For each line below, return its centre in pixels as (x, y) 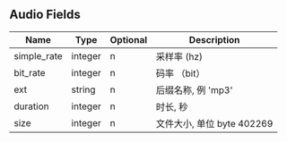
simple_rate (38, 55)
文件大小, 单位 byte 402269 (214, 123)
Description (214, 39)
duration (31, 106)
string (83, 89)
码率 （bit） (180, 73)
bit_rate (30, 72)
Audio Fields (45, 15)
